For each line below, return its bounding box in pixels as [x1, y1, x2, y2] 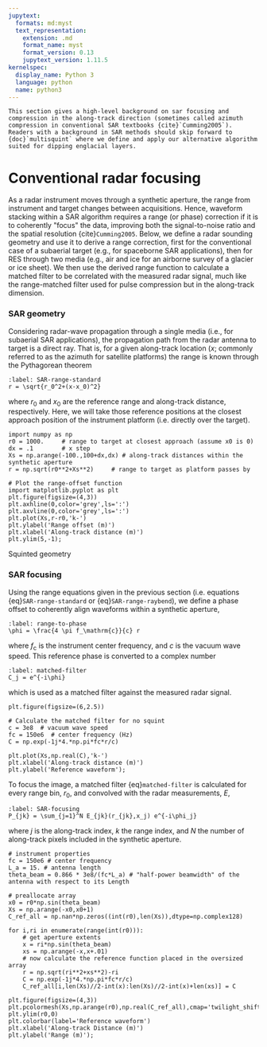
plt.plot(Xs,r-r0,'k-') [8, 515, 87, 523]
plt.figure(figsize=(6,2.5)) [8, 703, 105, 711]
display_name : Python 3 [15, 71, 94, 79]
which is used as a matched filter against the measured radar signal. [8, 687, 232, 697]
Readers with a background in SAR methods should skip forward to [8, 128, 233, 136]
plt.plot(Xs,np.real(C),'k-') [8, 751, 109, 759]
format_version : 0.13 [22, 49, 94, 57]
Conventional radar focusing [8, 169, 201, 187]
